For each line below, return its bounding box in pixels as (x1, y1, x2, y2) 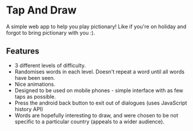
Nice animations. (14, 80, 56, 88)
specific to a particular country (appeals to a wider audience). (14, 118, 165, 125)
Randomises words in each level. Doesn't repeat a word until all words (14, 68, 185, 75)
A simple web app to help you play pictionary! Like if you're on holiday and (6, 23, 187, 30)
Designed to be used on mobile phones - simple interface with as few (14, 86, 184, 94)
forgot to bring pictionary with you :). (6, 29, 95, 36)
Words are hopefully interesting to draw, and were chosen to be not (14, 112, 178, 119)
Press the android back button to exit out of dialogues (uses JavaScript (14, 99, 187, 106)
